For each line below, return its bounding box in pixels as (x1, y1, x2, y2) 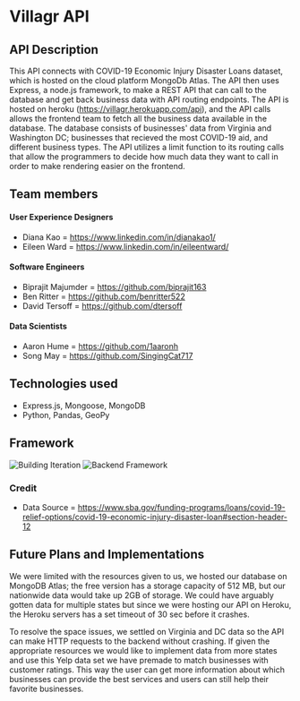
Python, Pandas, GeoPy (21, 409, 110, 420)
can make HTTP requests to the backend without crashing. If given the (9, 636, 270, 646)
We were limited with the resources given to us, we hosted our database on (9, 570, 288, 581)
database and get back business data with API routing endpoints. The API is (9, 94, 289, 105)
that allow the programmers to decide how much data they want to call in (9, 151, 279, 162)
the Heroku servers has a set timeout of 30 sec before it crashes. (9, 609, 250, 620)
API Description (9, 42, 99, 57)
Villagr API (9, 6, 90, 27)
